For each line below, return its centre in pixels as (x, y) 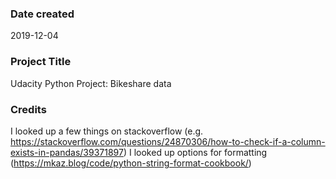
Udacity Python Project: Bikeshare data (91, 83)
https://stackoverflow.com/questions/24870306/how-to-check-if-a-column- (168, 141)
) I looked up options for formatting (195, 152)
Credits (28, 109)
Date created (42, 14)
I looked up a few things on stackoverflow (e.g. (107, 131)
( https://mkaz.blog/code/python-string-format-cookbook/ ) (131, 163)
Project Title (41, 62)
